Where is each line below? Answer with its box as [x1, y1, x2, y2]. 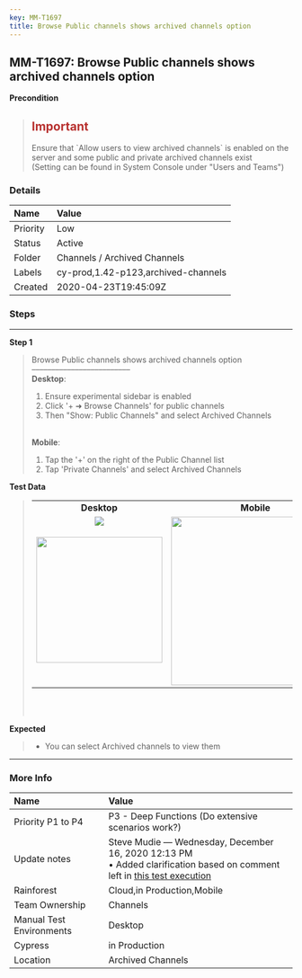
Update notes [13, 853, 72, 866]
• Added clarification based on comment [108, 858, 280, 871]
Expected [9, 723, 47, 733]
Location [13, 954, 51, 966]
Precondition [9, 93, 59, 103]
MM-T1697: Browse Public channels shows [9, 55, 255, 70]
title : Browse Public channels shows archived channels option [9, 22, 252, 31]
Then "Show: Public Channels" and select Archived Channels [44, 410, 272, 421]
